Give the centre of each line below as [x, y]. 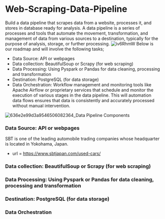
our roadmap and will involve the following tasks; [55, 49]
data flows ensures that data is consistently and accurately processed [83, 100]
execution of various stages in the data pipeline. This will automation [82, 95]
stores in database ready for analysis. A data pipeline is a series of [73, 28]
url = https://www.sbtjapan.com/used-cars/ [56, 153]
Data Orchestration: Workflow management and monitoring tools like [82, 84]
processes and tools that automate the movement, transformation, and [77, 33]
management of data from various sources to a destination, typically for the [82, 38]
